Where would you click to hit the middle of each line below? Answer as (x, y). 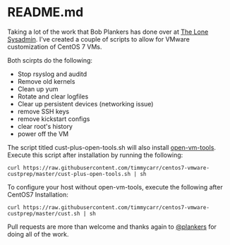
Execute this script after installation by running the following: (95, 155)
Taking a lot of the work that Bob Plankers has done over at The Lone (108, 32)
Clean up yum (38, 89)
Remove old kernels (46, 81)
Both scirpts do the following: (50, 60)
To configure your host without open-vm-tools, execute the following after (115, 187)
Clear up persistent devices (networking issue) (85, 103)
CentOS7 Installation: (38, 194)
